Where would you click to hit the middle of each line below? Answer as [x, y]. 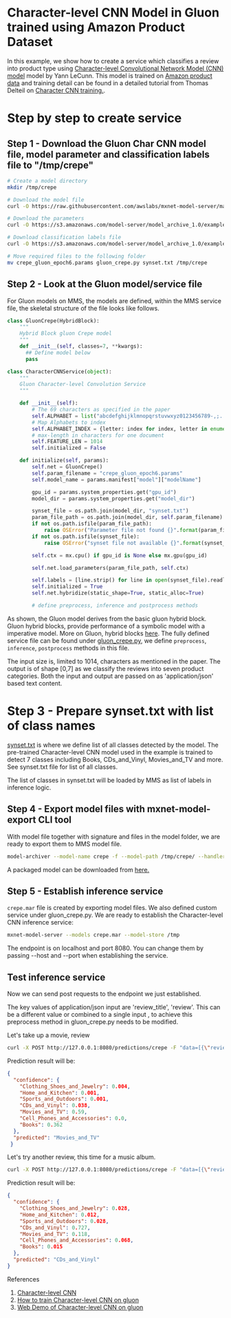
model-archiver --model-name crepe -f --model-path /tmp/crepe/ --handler [117, 856]
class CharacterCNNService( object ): [59, 371]
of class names [51, 726]
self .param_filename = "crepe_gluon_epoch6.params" [108, 473]
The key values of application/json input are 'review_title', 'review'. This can [114, 1007]
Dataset [30, 42]
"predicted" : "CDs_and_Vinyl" [56, 1259]
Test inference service [56, 977]
